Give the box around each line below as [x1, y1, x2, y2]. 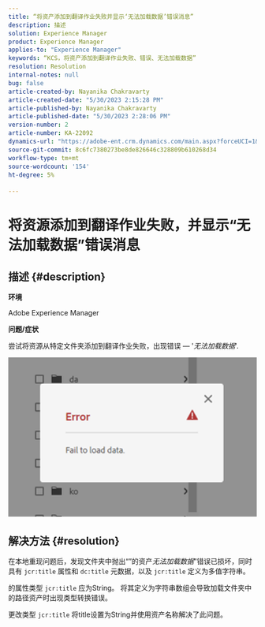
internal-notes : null [8, 71, 80, 79]
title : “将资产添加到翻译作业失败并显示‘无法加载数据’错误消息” [8, 13, 195, 21]
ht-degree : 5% [8, 170, 55, 179]
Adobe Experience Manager [8, 308, 100, 318]
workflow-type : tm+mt [8, 154, 80, 162]
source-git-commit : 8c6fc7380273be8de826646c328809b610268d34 [8, 146, 217, 154]
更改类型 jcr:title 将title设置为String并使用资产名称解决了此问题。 [8, 610, 227, 619]
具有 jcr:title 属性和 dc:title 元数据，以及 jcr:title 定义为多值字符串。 [8, 566, 250, 576]
